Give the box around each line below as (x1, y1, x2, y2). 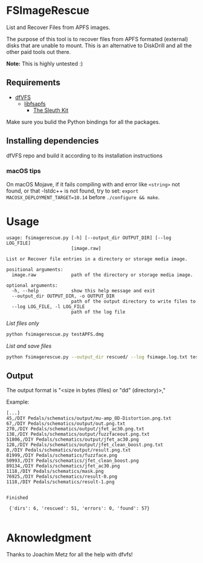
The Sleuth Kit (33, 107, 69, 114)
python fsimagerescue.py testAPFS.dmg (6, 331, 104, 337)
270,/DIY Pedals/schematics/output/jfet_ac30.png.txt (6, 426, 145, 432)
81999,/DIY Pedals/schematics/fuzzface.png (6, 452, 118, 459)
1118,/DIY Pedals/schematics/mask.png (6, 469, 104, 475)
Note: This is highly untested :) (6, 60, 83, 67)
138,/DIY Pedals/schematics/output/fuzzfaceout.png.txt (6, 431, 150, 438)
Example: (6, 398, 30, 406)
